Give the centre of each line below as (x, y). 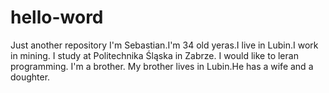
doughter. (30, 77)
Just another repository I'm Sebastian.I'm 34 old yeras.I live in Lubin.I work (164, 45)
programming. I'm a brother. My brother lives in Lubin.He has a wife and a (162, 66)
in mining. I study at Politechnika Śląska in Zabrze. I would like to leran (154, 55)
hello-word (57, 17)
